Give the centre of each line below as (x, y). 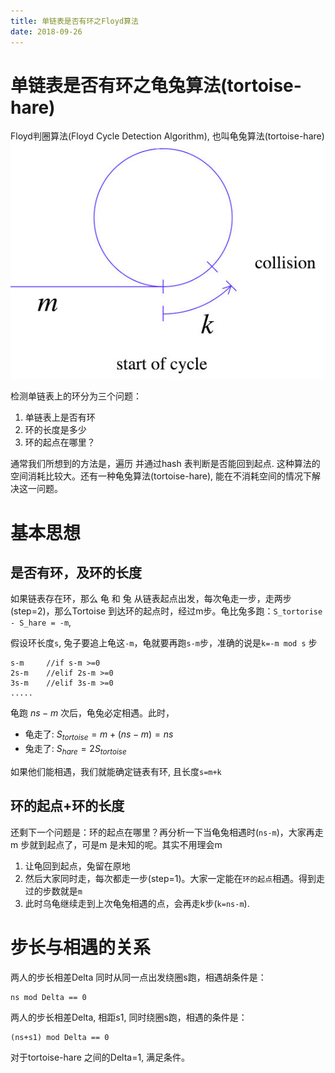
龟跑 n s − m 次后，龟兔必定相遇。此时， (92, 713)
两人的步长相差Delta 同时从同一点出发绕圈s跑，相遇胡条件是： (138, 977)
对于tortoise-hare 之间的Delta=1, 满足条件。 (100, 1057)
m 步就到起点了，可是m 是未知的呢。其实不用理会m (116, 844)
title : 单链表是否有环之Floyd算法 (74, 21)
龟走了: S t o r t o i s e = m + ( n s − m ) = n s (99, 735)
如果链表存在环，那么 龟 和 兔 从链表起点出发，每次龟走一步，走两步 (151, 599)
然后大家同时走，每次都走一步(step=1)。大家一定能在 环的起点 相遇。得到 (170, 878)
